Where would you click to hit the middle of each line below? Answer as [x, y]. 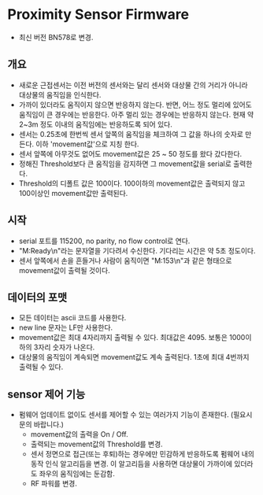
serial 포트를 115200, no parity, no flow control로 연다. [104, 241]
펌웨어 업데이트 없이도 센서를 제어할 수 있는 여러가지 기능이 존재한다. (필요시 [135, 415]
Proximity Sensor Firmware [98, 15]
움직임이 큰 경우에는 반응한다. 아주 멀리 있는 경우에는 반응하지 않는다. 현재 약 [136, 114]
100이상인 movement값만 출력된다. [73, 193]
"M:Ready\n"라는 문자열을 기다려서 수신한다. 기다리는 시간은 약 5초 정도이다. [137, 250]
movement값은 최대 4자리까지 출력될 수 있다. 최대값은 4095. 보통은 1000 [132, 338]
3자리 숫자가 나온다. [64, 347]
